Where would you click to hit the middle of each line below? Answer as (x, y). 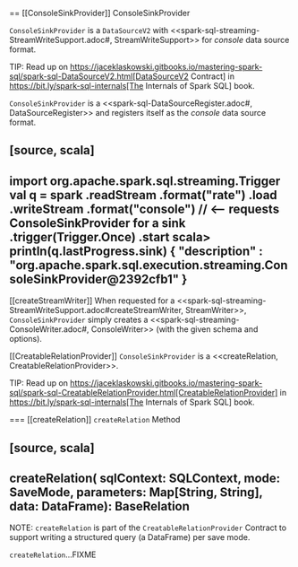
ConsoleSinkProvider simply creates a (79, 320)
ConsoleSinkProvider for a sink (98, 223)
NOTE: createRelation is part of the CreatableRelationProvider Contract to (148, 528)
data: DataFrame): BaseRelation (100, 506)
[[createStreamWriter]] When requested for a (92, 301)
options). (26, 339)
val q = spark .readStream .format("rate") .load (143, 195)
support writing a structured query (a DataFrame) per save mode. (130, 537)
